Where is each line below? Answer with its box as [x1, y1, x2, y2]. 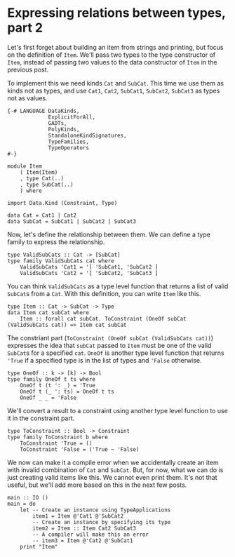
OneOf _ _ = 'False [20, 394, 77, 401]
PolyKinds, [48, 126, 80, 133]
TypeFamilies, [48, 138, 90, 145]
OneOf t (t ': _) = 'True [20, 382, 96, 389]
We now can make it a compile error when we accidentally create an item [7, 458, 219, 467]
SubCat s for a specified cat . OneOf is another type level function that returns [7, 349, 224, 357]
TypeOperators [48, 144, 90, 152]
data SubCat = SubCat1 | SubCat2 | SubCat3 [7, 217, 137, 225]
